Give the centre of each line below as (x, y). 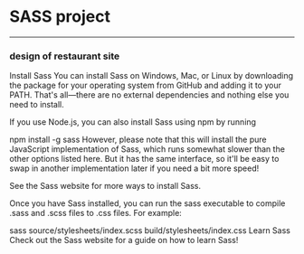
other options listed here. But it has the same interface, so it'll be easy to (144, 159)
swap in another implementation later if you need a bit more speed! (134, 168)
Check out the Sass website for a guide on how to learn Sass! (124, 240)
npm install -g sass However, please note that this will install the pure (138, 140)
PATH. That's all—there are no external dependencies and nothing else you (149, 95)
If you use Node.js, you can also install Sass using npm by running (133, 122)
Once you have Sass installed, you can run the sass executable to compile (147, 203)
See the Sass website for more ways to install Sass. (105, 186)
